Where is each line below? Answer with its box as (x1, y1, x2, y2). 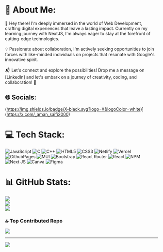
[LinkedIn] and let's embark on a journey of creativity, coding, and (5, 74, 137, 80)
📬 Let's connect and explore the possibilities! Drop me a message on (5, 67, 145, 73)
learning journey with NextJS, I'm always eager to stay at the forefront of (5, 30, 151, 36)
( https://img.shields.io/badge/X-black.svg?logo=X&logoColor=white (5, 106, 141, 112)
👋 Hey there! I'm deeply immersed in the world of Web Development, (5, 20, 142, 26)
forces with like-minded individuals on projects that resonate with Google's (5, 51, 155, 57)
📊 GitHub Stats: (5, 177, 71, 188)
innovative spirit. (5, 57, 38, 62)
